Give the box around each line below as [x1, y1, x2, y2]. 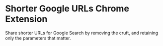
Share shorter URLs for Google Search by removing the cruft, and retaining [5, 30, 159, 36]
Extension [5, 13, 48, 25]
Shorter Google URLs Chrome [5, 3, 129, 14]
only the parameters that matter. [5, 35, 71, 41]
